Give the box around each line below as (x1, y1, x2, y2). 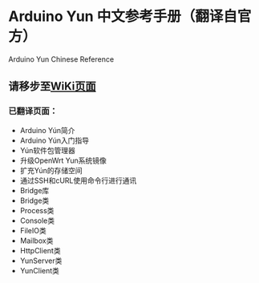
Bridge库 (19, 185, 50, 195)
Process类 (19, 205, 55, 215)
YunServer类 (19, 256, 63, 265)
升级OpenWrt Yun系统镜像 (19, 156, 107, 165)
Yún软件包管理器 (19, 145, 76, 155)
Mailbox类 (19, 236, 54, 245)
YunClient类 (19, 265, 60, 275)
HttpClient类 (19, 245, 62, 255)
